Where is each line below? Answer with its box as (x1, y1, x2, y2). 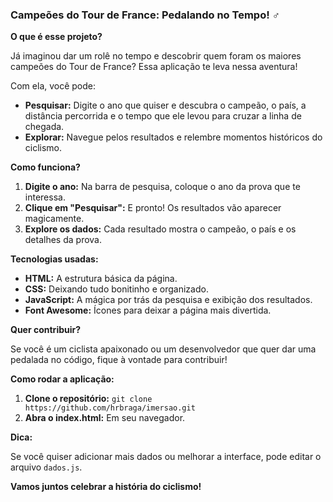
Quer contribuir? (10, 324, 82, 336)
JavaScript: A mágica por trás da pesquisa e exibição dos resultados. (24, 294, 313, 306)
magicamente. (24, 213, 85, 225)
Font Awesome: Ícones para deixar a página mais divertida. (24, 304, 272, 317)
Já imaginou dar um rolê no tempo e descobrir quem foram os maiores (10, 50, 302, 62)
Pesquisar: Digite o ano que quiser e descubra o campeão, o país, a (24, 99, 307, 112)
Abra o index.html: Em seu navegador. (24, 412, 186, 424)
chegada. (24, 121, 65, 133)
